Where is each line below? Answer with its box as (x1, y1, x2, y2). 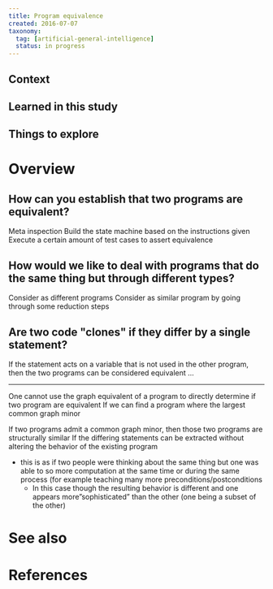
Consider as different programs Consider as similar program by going (8, 293, 241, 303)
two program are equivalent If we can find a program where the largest (8, 400, 246, 409)
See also (8, 529, 67, 548)
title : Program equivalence (8, 11, 104, 20)
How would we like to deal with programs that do (8, 258, 260, 272)
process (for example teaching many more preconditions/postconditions (19, 474, 262, 484)
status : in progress (15, 42, 85, 50)
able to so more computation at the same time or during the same (19, 466, 240, 475)
